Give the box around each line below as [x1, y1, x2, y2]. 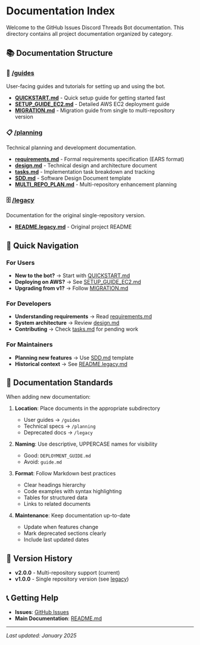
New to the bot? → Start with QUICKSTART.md [14, 272, 130, 279]
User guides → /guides [23, 417, 80, 424]
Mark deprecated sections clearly [23, 530, 107, 537]
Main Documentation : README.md [14, 615, 102, 622]
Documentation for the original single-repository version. [6, 212, 146, 219]
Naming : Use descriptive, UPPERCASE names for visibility [14, 440, 158, 447]
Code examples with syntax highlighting [23, 488, 122, 495]
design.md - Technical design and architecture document [14, 162, 157, 169]
